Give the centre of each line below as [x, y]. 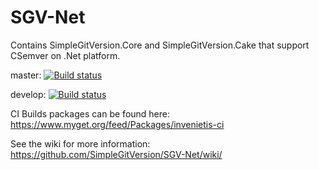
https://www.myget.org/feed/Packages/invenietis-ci [117, 124]
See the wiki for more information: [80, 143]
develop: [28, 94]
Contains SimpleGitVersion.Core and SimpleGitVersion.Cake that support [160, 45]
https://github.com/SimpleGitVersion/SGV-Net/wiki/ [116, 154]
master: [26, 75]
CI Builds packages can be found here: [90, 113]
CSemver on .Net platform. [65, 55]
